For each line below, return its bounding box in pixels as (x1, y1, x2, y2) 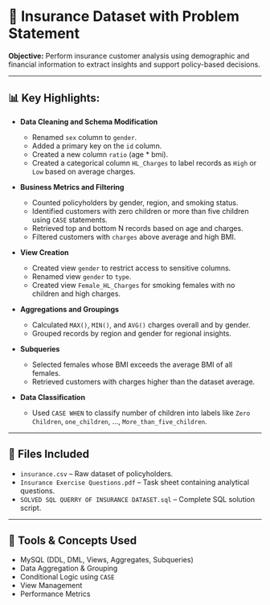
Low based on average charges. (31, 167, 136, 176)
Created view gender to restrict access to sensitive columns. (31, 263, 231, 273)
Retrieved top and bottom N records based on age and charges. (31, 223, 243, 233)
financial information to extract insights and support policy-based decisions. (8, 60, 261, 69)
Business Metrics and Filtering (19, 182, 125, 191)
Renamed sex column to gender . (31, 132, 137, 142)
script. (19, 503, 42, 512)
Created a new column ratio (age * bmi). (31, 149, 169, 159)
